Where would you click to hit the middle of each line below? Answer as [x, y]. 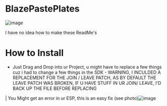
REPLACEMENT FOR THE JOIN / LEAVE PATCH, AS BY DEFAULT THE [84, 77]
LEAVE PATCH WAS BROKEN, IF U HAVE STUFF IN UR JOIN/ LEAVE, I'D [87, 83]
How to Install [35, 53]
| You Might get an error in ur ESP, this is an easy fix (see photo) [72, 98]
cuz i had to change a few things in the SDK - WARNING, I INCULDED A [87, 72]
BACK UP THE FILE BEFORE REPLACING [54, 88]
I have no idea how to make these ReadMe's [51, 32]
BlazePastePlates [42, 9]
